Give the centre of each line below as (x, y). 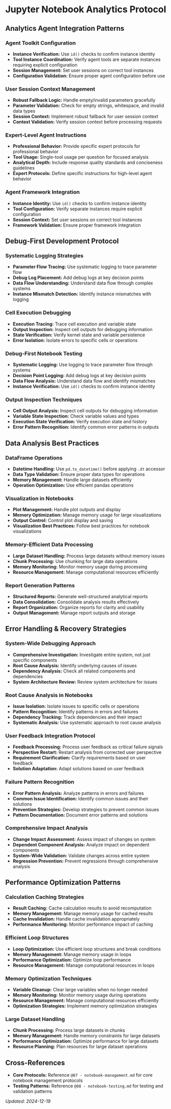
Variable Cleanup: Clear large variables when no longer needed (80, 990)
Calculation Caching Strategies (45, 897)
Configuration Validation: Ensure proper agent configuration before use (89, 76)
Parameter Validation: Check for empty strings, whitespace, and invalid (88, 105)
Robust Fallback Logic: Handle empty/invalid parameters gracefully (84, 100)
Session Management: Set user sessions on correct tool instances (83, 70)
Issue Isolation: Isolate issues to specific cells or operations (76, 706)
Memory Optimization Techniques (48, 978)
